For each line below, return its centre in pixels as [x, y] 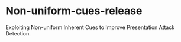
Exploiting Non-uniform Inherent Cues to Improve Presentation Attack [90, 27]
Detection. [18, 33]
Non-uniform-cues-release [74, 11]
